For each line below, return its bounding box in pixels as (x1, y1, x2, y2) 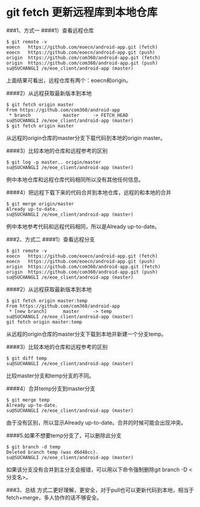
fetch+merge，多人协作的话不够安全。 (6, 494, 103, 501)
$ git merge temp (6, 397, 50, 403)
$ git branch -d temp (6, 443, 61, 450)
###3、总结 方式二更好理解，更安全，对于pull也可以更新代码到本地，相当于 (6, 486, 195, 494)
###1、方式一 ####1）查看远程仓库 (6, 27, 94, 34)
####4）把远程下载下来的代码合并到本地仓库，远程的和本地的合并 (6, 188, 172, 196)
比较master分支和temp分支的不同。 (6, 372, 95, 379)
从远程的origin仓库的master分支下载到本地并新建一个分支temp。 (6, 330, 167, 337)
